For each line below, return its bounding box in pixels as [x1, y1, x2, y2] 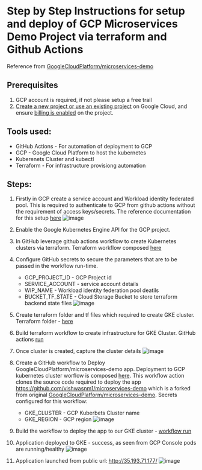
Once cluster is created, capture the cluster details [15, 348, 141, 355]
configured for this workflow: [15, 398, 88, 405]
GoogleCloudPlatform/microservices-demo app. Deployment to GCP [15, 366, 185, 373]
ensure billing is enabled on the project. [15, 109, 114, 116]
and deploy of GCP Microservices [7, 17, 178, 31]
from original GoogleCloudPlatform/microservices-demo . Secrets [15, 391, 177, 399]
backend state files [24, 300, 72, 307]
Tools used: [7, 127, 52, 137]
